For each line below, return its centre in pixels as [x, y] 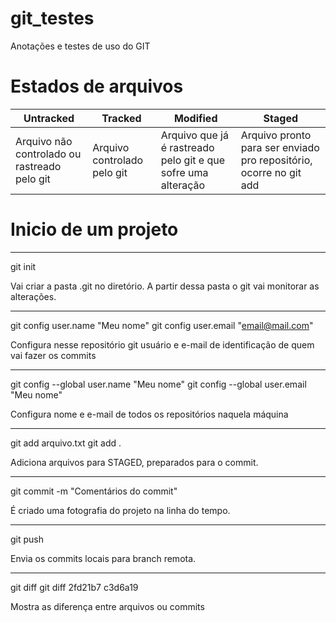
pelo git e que [193, 160]
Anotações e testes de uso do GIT [80, 46]
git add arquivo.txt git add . [66, 443]
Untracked [49, 118]
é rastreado [187, 147]
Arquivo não [44, 141]
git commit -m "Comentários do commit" [94, 491]
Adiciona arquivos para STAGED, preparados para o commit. [134, 462]
